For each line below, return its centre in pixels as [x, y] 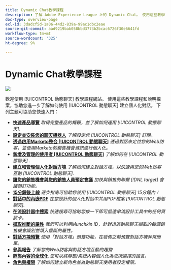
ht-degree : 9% [20, 43]
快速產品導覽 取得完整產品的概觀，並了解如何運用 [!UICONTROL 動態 [85, 122]
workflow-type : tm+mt [28, 34]
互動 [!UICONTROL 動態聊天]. [43, 173]
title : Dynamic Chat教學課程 [35, 10]
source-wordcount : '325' [31, 39]
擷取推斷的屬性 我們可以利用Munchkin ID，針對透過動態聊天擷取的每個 [87, 224]
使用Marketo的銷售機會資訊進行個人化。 [68, 147]
